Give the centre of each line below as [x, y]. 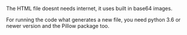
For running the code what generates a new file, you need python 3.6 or [93, 20]
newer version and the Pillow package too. [58, 26]
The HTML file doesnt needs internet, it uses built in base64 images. [89, 8]
